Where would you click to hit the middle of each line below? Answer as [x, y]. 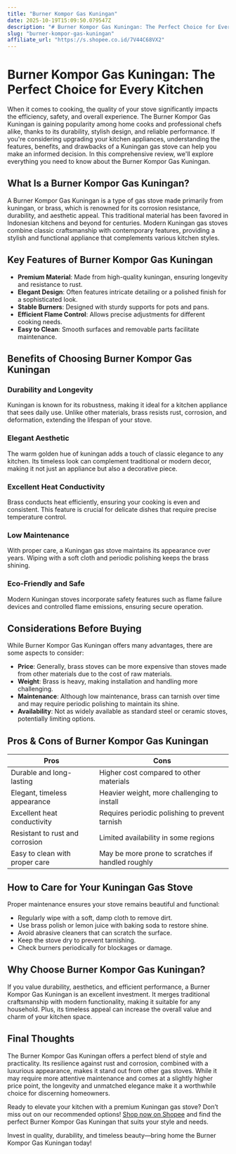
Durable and [31, 773]
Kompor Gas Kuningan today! [50, 1143]
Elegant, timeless [39, 793]
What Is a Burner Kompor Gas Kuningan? [98, 184]
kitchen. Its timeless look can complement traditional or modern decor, [110, 461]
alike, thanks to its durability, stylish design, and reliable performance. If [111, 132]
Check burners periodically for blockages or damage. [95, 948]
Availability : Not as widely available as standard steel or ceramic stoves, [123, 712]
